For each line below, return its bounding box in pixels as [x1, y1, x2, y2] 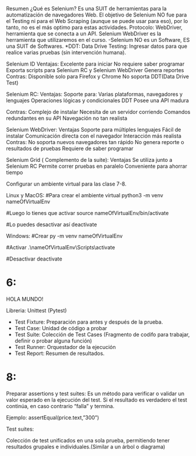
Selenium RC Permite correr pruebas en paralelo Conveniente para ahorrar [6, 162, 187, 170]
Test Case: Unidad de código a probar [14, 324, 108, 331]
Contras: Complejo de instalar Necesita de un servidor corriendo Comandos [6, 109, 191, 115]
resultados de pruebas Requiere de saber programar [6, 145, 134, 152]
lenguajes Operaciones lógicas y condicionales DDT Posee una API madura [6, 97, 190, 104]
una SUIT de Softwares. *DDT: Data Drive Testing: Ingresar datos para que [6, 43, 188, 50]
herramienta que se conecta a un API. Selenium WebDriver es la [6, 30, 162, 37]
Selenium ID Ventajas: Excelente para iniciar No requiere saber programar [6, 60, 185, 67]
